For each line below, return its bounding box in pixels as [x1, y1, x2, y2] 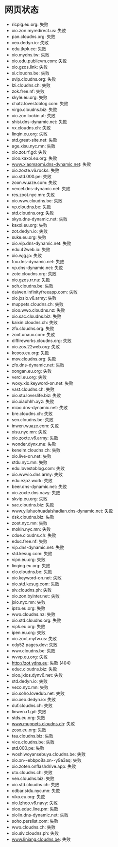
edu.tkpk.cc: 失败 [11, 46, 47, 52]
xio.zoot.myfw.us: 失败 [11, 635, 57, 641]
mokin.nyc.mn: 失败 [11, 526, 51, 532]
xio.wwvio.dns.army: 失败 [11, 471, 63, 477]
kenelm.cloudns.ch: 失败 [11, 447, 61, 453]
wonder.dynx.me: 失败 [11, 441, 56, 447]
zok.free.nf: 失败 [11, 88, 45, 94]
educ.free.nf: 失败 [11, 538, 48, 544]
